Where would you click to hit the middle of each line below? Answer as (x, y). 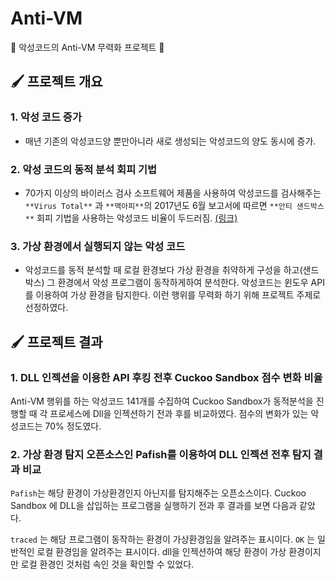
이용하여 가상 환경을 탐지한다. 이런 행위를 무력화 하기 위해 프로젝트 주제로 (178, 295)
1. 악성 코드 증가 (46, 117)
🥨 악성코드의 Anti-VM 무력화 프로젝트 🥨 (87, 47)
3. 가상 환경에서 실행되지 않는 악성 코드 (98, 246)
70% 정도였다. (73, 426)
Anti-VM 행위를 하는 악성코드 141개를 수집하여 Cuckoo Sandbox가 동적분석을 (162, 401)
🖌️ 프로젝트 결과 (56, 342)
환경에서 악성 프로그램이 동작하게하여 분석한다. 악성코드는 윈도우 (183, 283)
